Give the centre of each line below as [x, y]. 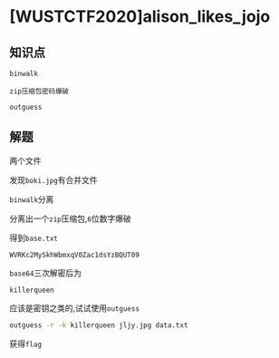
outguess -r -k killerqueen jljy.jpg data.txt [99, 325]
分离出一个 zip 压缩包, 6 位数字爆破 [70, 218]
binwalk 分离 [32, 199]
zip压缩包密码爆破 [39, 92]
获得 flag [26, 343]
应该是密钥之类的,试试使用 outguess [75, 308]
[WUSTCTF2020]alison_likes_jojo [140, 17]
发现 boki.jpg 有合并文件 [53, 179]
